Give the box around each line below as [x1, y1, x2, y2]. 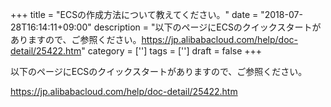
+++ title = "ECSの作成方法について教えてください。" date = [10, 9, 259, 20]
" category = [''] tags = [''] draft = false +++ [81, 45, 263, 57]
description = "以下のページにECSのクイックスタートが [93, 21, 322, 33]
